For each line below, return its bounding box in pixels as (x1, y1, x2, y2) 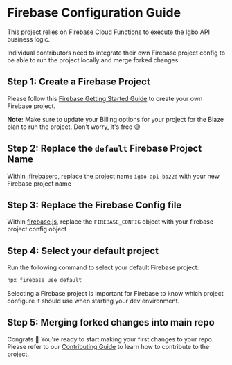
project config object (7, 225, 67, 233)
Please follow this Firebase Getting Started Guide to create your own (7, 94, 203, 103)
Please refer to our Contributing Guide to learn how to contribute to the (7, 342, 210, 350)
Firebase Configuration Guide (7, 5, 181, 21)
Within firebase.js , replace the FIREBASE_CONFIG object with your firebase (7, 217, 213, 226)
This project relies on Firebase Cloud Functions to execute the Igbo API (7, 28, 210, 36)
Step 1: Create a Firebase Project (7, 76, 150, 88)
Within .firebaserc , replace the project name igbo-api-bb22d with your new (7, 172, 220, 180)
